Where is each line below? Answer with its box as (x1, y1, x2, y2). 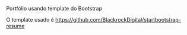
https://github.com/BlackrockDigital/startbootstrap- (55, 16, 181, 23)
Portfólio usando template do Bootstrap (6, 5, 103, 12)
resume (6, 23, 25, 29)
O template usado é (6, 16, 55, 23)
